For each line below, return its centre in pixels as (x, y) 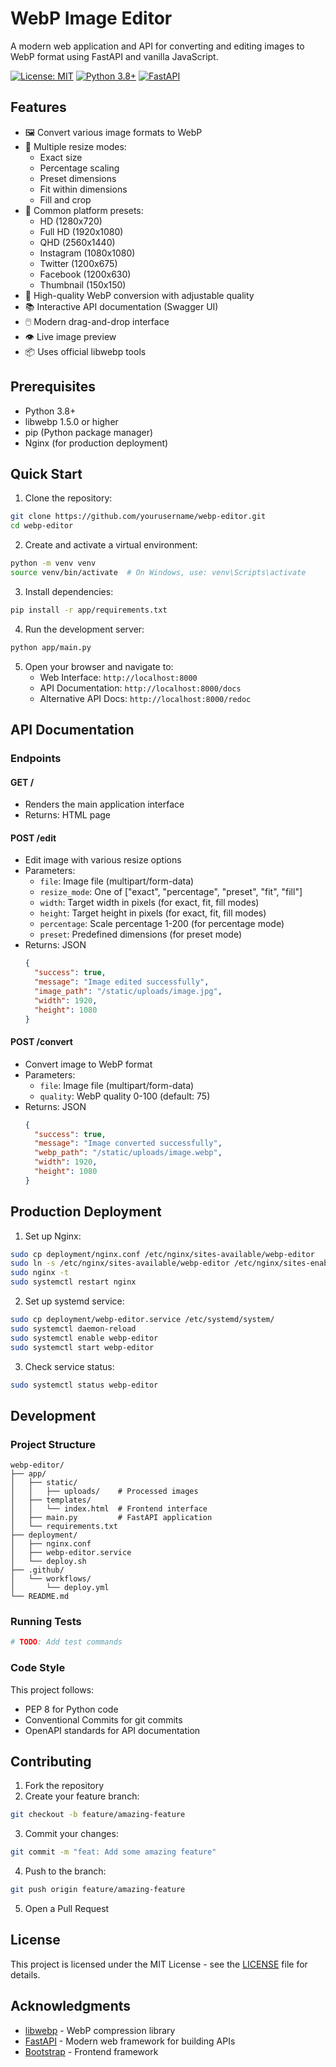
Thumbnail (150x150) (83, 284)
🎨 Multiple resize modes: (75, 146)
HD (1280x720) (71, 221)
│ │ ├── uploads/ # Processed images (104, 1492)
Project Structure (53, 1444)
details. (25, 1974)
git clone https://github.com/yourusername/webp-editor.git (138, 517)
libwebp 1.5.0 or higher (71, 421)
